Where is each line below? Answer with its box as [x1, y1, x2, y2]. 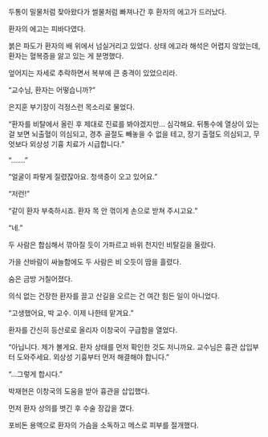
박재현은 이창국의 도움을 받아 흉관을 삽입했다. [8, 386, 150, 395]
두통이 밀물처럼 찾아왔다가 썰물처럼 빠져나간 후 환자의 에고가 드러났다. [8, 7, 227, 16]
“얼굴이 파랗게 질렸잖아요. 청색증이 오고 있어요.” [8, 172, 158, 181]
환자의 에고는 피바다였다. [8, 24, 86, 34]
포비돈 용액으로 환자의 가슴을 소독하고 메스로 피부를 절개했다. [8, 420, 199, 430]
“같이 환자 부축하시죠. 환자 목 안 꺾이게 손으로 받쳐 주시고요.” [8, 206, 198, 215]
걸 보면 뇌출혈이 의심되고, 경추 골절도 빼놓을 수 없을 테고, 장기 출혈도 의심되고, [8, 129, 252, 139]
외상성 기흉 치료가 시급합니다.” [29, 140, 125, 148]
